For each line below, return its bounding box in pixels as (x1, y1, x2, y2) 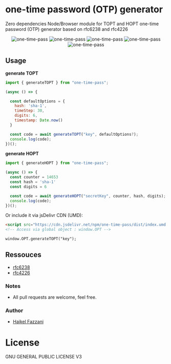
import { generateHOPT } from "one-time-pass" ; (5, 160, 109, 166)
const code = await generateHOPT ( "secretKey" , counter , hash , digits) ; (10, 193, 166, 198)
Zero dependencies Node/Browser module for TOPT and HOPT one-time (5, 21, 159, 27)
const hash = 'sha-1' (10, 179, 56, 185)
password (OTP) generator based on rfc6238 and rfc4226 (5, 26, 128, 32)
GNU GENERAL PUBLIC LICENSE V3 (5, 354, 82, 360)
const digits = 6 (10, 184, 47, 189)
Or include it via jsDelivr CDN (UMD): (5, 212, 83, 219)
